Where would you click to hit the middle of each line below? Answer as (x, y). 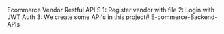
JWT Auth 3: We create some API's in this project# (79, 17)
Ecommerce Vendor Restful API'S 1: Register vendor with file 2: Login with (111, 10)
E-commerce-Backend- (184, 17)
